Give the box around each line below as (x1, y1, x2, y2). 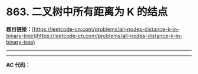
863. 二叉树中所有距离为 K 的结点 (6, 5, 168, 19)
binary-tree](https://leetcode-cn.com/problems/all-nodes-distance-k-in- (6, 32, 183, 39)
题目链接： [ (6, 26, 34, 33)
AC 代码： (6, 61, 31, 68)
